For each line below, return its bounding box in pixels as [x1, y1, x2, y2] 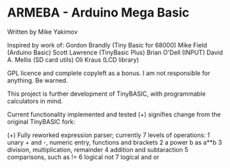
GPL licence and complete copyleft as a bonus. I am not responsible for [7, 69, 211, 77]
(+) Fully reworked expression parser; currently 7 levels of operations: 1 [7, 131, 211, 139]
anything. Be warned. [7, 76, 68, 84]
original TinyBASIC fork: [7, 117, 76, 125]
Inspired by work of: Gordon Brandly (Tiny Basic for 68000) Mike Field [7, 41, 207, 49]
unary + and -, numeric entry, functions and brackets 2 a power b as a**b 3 [7, 138, 222, 146]
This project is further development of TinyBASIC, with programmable [7, 90, 206, 98]
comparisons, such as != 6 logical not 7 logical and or [7, 153, 160, 161]
